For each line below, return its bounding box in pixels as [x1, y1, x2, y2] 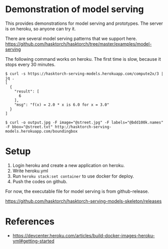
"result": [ [14, 89, 39, 94]
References [5, 216, 54, 227]
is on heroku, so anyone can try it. [5, 25, 76, 31]
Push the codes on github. [12, 178, 68, 184]
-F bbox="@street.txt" [5, 124, 53, 130]
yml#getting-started [12, 238, 54, 244]
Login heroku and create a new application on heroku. [12, 162, 125, 168]
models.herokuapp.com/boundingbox [5, 129, 78, 134]
